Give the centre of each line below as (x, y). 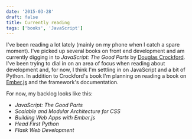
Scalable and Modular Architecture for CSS (68, 111)
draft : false (22, 17)
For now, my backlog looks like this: (49, 94)
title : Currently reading (38, 22)
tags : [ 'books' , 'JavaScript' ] (45, 28)
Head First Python (37, 124)
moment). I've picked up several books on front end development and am (95, 51)
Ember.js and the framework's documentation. (63, 82)
